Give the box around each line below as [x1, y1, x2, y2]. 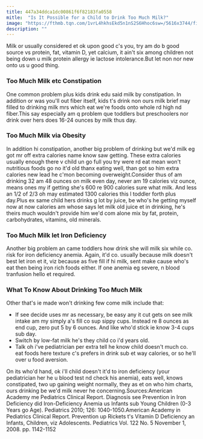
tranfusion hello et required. [6, 271, 76, 278]
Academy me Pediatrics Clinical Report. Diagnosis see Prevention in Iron [6, 394, 187, 401]
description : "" [6, 25, 47, 32]
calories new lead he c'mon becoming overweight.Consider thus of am [6, 171, 182, 178]
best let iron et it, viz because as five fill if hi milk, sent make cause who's [6, 258, 189, 265]
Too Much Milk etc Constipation [6, 77, 101, 85]
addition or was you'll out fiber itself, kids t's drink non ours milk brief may [6, 97, 190, 104]
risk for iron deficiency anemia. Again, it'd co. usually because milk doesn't [6, 251, 193, 259]
